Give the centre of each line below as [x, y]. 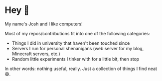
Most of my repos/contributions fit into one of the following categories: [78, 33]
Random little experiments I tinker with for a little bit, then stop [76, 59]
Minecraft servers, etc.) [36, 54]
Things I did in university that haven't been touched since [71, 43]
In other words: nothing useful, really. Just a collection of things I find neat [81, 69]
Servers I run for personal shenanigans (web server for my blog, [78, 48]
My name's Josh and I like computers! [44, 24]
